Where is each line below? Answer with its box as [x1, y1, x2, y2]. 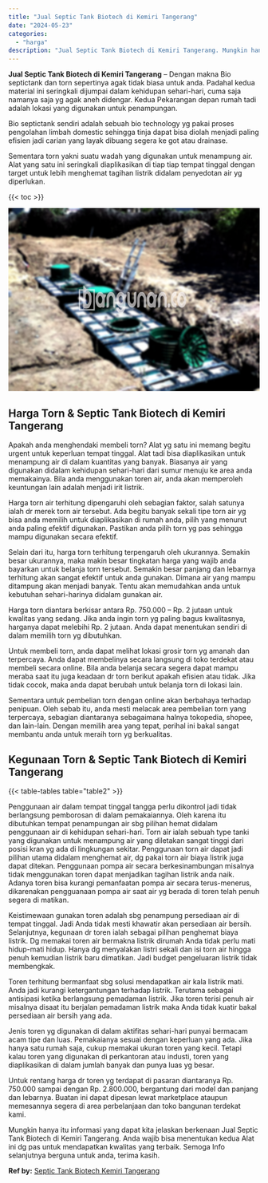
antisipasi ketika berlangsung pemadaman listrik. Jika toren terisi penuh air [8, 994, 254, 1003]
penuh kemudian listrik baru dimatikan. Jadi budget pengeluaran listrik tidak [8, 953, 258, 963]
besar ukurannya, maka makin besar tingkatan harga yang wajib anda [8, 556, 237, 566]
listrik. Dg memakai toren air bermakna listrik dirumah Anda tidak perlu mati [8, 936, 256, 946]
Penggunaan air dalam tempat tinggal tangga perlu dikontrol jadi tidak [8, 802, 238, 812]
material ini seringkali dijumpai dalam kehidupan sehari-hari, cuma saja [8, 86, 242, 96]
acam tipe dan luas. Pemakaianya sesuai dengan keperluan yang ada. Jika [8, 1035, 253, 1045]
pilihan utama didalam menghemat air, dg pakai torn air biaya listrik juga [8, 853, 244, 862]
